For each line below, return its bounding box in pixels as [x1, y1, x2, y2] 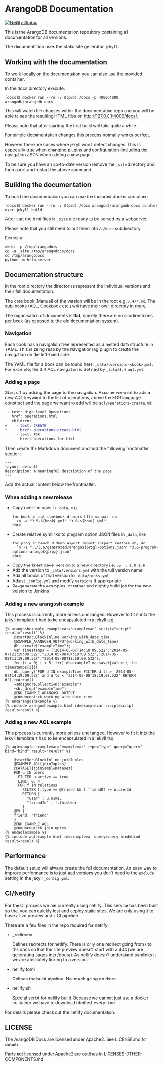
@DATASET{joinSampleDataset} [14, 766, 73, 771]
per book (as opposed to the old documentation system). [5, 318, 119, 324]
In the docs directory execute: [5, 86, 65, 91]
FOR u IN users [14, 770, 45, 775]
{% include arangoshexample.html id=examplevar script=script [5, 703, 134, 708]
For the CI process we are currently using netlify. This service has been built [5, 902, 158, 908]
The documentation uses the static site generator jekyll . [5, 44, 120, 49]
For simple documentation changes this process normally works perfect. [5, 132, 151, 138]
